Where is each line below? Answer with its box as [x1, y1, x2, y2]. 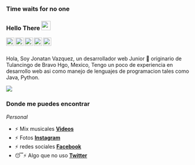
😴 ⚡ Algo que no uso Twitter [14, 151, 87, 158]
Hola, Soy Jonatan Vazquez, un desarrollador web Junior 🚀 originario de [6, 55, 182, 62]
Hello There [6, 24, 40, 32]
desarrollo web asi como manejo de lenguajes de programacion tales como [6, 67, 189, 75]
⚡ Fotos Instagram [14, 134, 61, 141]
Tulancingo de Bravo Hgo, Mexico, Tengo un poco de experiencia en [6, 62, 173, 69]
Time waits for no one [6, 5, 70, 13]
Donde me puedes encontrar [6, 100, 90, 108]
